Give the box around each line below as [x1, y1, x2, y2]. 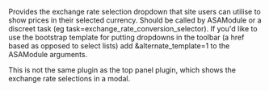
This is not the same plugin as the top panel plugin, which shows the [8, 65, 237, 75]
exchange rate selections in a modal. [8, 74, 131, 83]
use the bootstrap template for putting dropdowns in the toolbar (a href [8, 32, 245, 42]
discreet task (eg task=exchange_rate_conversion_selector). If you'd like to [8, 24, 258, 33]
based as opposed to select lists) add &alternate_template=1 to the [8, 41, 230, 51]
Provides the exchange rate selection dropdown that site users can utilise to [8, 7, 261, 16]
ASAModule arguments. [8, 50, 88, 59]
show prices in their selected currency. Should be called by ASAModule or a [8, 15, 262, 25]
